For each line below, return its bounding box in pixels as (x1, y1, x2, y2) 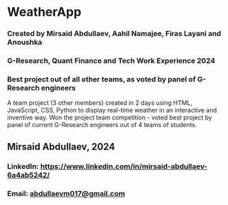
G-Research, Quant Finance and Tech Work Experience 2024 (7, 56, 216, 66)
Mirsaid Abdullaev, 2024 (7, 141, 116, 153)
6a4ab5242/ (7, 170, 50, 179)
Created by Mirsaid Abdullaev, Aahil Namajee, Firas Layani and (7, 29, 222, 39)
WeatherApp (7, 4, 81, 20)
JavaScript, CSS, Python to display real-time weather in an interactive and (7, 106, 217, 115)
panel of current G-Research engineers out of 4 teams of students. (7, 121, 198, 129)
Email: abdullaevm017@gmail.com (7, 188, 125, 198)
